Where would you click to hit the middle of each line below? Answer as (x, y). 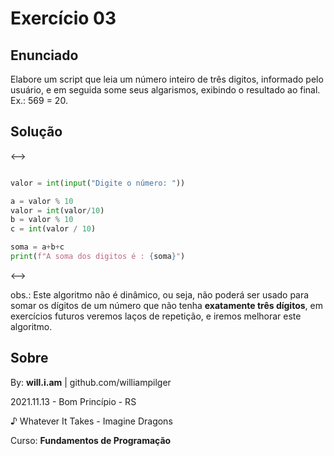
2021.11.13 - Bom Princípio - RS (73, 401)
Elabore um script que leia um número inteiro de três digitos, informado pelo (167, 79)
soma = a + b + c (37, 247)
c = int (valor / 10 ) (53, 229)
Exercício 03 (63, 18)
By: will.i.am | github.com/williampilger (91, 382)
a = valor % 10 (42, 201)
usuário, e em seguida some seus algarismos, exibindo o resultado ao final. (165, 90)
